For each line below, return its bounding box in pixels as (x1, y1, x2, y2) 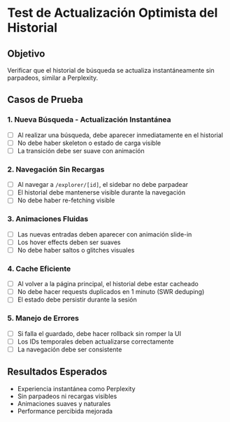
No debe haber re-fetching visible (17, 196, 115, 204)
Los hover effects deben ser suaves (17, 238, 121, 246)
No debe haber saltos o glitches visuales (17, 246, 135, 254)
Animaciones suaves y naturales (17, 399, 111, 407)
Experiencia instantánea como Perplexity (17, 384, 136, 393)
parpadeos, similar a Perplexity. (7, 73, 99, 82)
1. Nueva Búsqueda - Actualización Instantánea (7, 115, 171, 125)
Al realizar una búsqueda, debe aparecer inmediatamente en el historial (17, 131, 224, 139)
